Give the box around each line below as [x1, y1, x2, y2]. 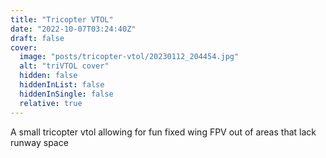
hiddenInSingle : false [19, 89, 114, 99]
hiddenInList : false [19, 80, 105, 90]
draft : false [10, 33, 65, 43]
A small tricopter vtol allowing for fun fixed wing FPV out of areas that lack [10, 126, 317, 138]
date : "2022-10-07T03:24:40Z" [10, 24, 137, 34]
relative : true [19, 98, 83, 108]
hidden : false [19, 71, 78, 81]
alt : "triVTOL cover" [19, 61, 110, 71]
